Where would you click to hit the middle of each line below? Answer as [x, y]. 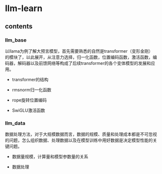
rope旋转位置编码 [29, 100]
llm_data [15, 123]
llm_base [16, 40]
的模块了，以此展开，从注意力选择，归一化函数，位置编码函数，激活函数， [79, 57]
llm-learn [24, 8]
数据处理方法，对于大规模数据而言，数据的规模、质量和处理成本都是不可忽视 [81, 134]
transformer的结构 [30, 79]
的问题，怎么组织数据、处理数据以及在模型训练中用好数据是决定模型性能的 [79, 140]
